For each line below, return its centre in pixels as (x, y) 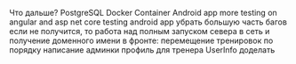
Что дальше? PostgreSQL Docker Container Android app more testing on (143, 13)
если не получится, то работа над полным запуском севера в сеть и (140, 31)
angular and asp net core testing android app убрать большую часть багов (148, 22)
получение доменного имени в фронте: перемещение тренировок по (141, 40)
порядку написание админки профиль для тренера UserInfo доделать (142, 50)
